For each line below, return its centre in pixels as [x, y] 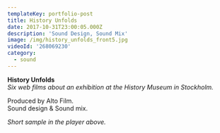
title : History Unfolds [42, 20]
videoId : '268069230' [39, 46]
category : [22, 53]
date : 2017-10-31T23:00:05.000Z [55, 27]
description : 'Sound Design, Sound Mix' [68, 33]
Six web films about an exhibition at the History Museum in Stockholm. [110, 87]
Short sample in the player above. [57, 122]
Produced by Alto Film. [41, 101]
